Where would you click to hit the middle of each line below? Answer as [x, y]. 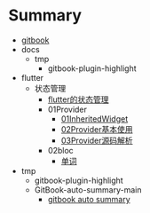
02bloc [61, 150]
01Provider [67, 109]
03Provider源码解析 [97, 140]
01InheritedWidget [95, 118]
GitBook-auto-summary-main [88, 189]
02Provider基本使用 [97, 129]
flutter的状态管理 [78, 99]
